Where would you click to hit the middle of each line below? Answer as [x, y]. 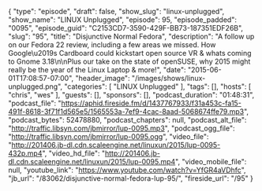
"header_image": [102, 78]
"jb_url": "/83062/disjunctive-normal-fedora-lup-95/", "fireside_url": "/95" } [131, 178]
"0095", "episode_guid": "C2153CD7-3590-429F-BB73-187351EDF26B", [125, 28]
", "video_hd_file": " [73, 153]
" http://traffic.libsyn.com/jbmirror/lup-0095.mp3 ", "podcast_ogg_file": [122, 128]
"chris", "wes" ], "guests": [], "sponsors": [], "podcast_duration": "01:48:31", [131, 95]
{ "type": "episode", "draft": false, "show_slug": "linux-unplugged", [116, 11]
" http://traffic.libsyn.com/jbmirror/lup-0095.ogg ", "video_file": [109, 136]
